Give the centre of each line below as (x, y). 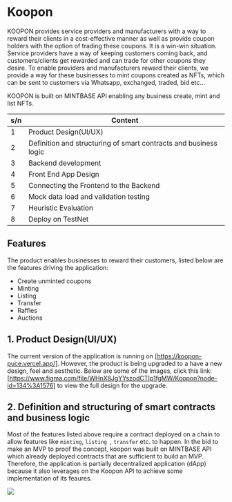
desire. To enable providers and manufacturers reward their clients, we (108, 68)
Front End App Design (64, 174)
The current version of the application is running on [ (82, 356)
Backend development (65, 163)
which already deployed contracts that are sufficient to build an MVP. (105, 456)
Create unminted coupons (54, 281)
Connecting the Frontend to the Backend (94, 185)
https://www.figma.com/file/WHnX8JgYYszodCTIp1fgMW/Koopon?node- (113, 378)
